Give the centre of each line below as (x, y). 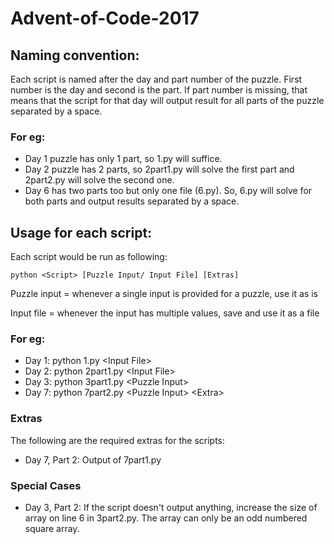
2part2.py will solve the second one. (99, 180)
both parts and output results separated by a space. (132, 201)
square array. (52, 528)
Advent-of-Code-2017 (105, 18)
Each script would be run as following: (89, 257)
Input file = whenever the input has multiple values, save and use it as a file (165, 313)
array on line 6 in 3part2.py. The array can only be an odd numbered (166, 518)
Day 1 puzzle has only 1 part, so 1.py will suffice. (123, 159)
